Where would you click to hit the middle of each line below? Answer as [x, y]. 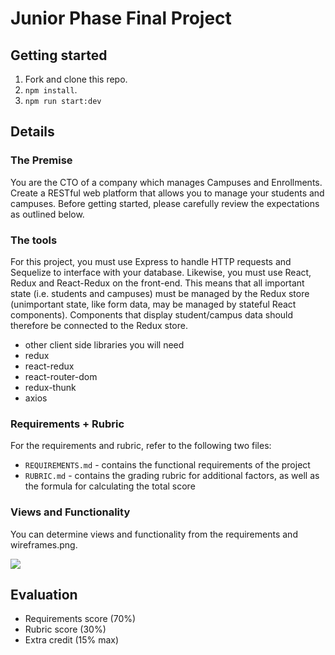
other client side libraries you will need [104, 344]
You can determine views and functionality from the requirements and [154, 534]
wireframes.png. [44, 544]
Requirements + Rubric [67, 424]
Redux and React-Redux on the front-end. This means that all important [157, 283]
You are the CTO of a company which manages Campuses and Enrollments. [166, 182]
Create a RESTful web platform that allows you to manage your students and [167, 193]
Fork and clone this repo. [76, 79]
